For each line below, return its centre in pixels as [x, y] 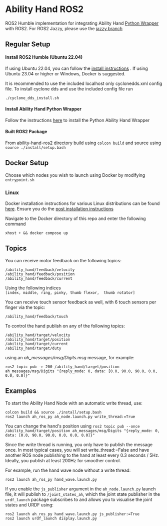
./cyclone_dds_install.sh [32, 98]
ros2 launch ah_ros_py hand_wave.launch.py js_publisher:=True [72, 514]
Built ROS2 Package [26, 132]
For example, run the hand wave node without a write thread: [68, 470]
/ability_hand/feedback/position [40, 274]
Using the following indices [33, 288]
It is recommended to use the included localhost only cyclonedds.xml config [84, 83]
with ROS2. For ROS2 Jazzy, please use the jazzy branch [64, 28]
